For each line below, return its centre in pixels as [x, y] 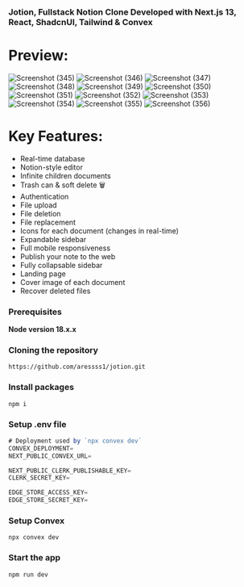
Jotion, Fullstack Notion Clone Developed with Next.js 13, [122, 12]
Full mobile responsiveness [65, 248]
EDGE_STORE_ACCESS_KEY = [48, 493]
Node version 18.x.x [42, 329]
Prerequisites [35, 312]
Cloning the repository [53, 350]
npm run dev [28, 574]
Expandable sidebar [53, 239]
